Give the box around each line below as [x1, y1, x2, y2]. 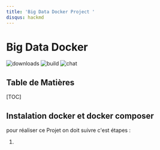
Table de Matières [6, 77, 75, 88]
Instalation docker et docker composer [6, 110, 154, 121]
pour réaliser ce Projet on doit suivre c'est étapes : [6, 127, 131, 134]
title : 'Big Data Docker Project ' [6, 8, 95, 15]
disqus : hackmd [6, 14, 44, 20]
